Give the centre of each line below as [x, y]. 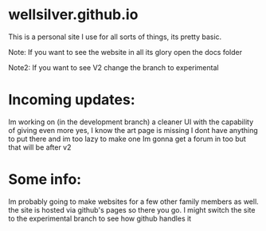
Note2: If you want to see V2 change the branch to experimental [113, 67]
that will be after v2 [40, 147]
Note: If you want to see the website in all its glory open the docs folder [125, 52]
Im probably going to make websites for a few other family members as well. [133, 202]
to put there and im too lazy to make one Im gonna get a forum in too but [127, 139]
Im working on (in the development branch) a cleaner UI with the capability [131, 122]
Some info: [45, 180]
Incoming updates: [72, 100]
